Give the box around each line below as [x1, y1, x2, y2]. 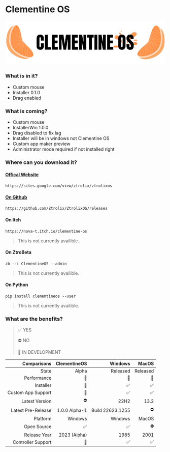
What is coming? [5, 107, 48, 115]
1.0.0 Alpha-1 [57, 407, 87, 413]
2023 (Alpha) [58, 432, 87, 438]
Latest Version [21, 398, 52, 404]
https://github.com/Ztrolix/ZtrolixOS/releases [5, 206, 108, 211]
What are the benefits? [5, 315, 63, 322]
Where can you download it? [5, 159, 77, 166]
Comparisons [22, 360, 52, 366]
